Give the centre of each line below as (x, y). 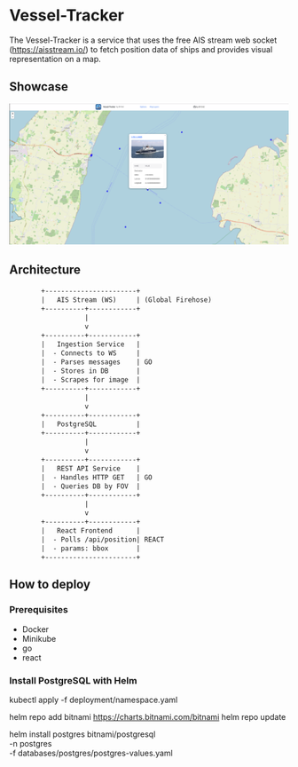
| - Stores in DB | (91, 371)
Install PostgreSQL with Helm (73, 680)
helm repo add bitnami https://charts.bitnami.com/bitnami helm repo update (148, 717)
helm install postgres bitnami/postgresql (82, 734)
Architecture (45, 269)
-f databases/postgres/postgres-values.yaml (91, 753)
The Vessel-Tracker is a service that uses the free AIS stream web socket (143, 40)
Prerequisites (39, 610)
